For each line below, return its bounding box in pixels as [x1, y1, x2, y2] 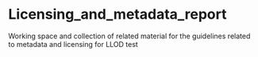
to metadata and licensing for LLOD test [8, 39, 139, 48]
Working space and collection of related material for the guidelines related [8, 31, 251, 41]
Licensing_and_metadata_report [8, 5, 227, 23]
